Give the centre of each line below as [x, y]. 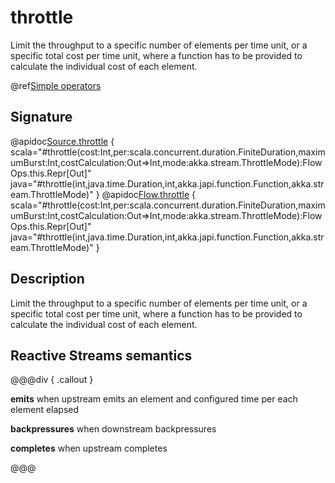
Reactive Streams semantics [101, 355]
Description [47, 279]
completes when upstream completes [89, 448]
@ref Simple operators [56, 85]
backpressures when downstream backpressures [113, 429]
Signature [41, 117]
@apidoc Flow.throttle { [149, 194]
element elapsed [45, 410]
